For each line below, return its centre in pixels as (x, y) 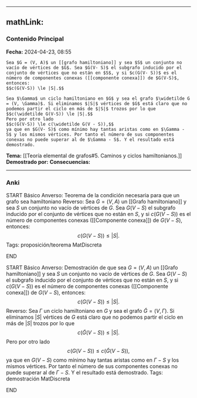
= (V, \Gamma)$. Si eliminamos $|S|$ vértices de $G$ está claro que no (97, 103)
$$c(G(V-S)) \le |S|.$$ (35, 88)
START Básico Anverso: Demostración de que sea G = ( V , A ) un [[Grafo (92, 267)
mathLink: (25, 22)
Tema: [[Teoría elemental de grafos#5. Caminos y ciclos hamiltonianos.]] (94, 156)
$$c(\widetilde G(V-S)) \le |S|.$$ (50, 114)
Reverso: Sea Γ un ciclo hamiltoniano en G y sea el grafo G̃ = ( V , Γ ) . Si (90, 311)
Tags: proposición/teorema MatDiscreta (54, 245)
